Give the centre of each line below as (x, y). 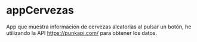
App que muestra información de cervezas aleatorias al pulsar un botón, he (99, 27)
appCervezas (40, 10)
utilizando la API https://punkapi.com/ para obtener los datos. (81, 33)
